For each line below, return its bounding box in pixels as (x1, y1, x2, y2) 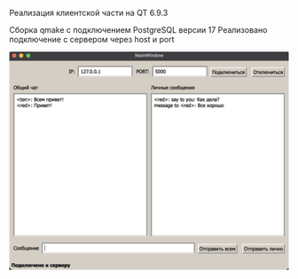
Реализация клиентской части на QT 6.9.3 (9, 8, 169, 18)
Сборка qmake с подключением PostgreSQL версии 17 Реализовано (9, 25, 268, 35)
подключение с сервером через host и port (9, 35, 175, 44)
